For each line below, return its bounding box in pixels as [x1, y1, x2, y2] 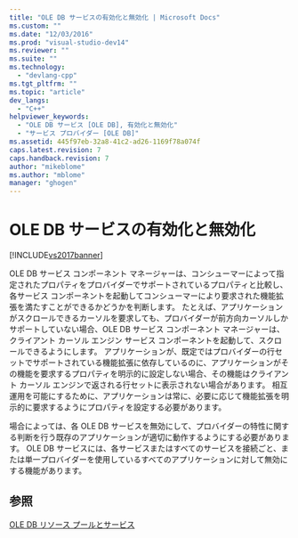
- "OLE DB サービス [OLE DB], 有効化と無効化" [17, 121, 178, 130]
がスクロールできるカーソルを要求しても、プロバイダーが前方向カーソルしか [9, 313, 289, 323]
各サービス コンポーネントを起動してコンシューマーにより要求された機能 [9, 290, 277, 301]
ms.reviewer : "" [9, 46, 69, 55]
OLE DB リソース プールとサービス [9, 518, 135, 530]
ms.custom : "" [9, 21, 62, 30]
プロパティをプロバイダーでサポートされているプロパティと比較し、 [39, 280, 288, 290]
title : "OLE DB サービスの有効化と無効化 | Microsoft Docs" [9, 12, 221, 22]
